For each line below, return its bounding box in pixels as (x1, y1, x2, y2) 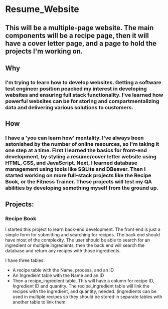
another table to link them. (12, 299, 67, 305)
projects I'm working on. (5, 47, 83, 56)
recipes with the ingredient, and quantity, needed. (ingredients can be (12, 288, 157, 294)
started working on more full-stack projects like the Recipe (5, 172, 151, 179)
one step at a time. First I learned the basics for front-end (5, 147, 147, 154)
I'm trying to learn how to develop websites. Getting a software (5, 79, 161, 86)
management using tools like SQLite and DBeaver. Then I (5, 166, 146, 173)
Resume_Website (5, 4, 79, 15)
